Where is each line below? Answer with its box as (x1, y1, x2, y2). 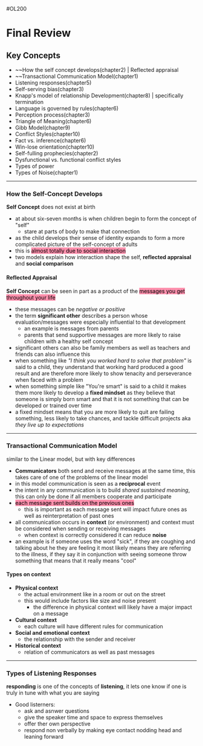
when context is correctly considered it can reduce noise (24, 531, 167, 538)
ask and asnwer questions (24, 707, 89, 715)
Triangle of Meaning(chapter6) (14, 118, 92, 124)
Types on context (6, 571, 51, 578)
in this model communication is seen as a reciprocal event (14, 480, 161, 487)
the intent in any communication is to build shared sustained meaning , (14, 486, 190, 494)
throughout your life (6, 294, 56, 301)
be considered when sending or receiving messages (14, 525, 146, 532)
